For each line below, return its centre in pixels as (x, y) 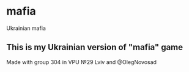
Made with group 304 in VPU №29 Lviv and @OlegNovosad (82, 62)
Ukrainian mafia (26, 28)
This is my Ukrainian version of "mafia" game (95, 47)
